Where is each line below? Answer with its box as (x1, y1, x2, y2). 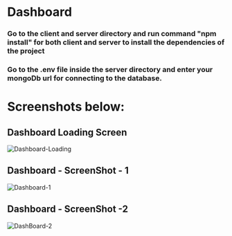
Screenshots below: (7, 99, 125, 115)
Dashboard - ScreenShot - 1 (7, 165, 130, 176)
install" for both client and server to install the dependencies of (7, 37, 225, 47)
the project (7, 46, 45, 56)
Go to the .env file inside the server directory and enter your (7, 65, 213, 75)
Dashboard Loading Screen (7, 126, 127, 138)
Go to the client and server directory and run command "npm (7, 29, 217, 39)
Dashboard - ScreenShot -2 (7, 203, 128, 215)
